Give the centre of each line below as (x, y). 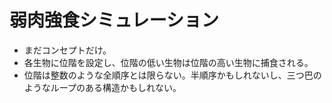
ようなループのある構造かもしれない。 (102, 87)
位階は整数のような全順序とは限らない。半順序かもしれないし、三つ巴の (172, 75)
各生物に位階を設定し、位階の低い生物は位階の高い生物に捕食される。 (168, 62)
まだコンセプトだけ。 (67, 50)
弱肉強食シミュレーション (114, 20)
